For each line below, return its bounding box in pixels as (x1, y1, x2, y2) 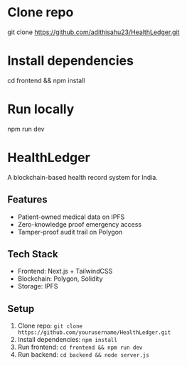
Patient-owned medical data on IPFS (17, 212, 125, 221)
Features (7, 193, 48, 206)
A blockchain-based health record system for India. (7, 173, 158, 181)
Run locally (7, 101, 75, 117)
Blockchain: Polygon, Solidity (17, 274, 103, 283)
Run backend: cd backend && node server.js (17, 350, 149, 359)
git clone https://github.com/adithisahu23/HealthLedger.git (7, 28, 180, 36)
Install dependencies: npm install (17, 335, 117, 344)
